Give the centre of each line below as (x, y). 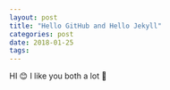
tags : (19, 51)
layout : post (34, 17)
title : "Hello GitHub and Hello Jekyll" (86, 26)
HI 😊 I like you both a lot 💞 (58, 76)
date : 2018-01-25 (42, 42)
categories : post (42, 34)
